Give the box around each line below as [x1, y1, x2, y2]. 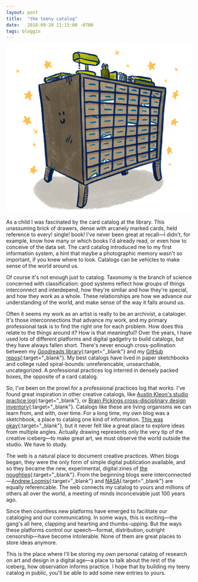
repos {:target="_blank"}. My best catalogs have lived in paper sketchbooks [6, 354, 189, 361]
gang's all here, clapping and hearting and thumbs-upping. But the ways [6, 520, 182, 527]
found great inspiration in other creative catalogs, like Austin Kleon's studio [6, 390, 189, 398]
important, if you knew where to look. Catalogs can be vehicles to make [6, 256, 180, 263]
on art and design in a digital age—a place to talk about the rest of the [6, 557, 176, 564]
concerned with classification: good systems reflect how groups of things [6, 280, 185, 287]
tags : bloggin [6, 28, 41, 34]
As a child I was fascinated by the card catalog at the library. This [6, 218, 165, 225]
